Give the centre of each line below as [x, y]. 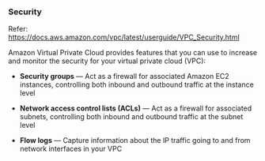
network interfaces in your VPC [71, 149]
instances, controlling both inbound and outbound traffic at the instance [137, 84]
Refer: [18, 29]
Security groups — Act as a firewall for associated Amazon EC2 [124, 77]
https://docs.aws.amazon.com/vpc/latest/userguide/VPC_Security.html [124, 37]
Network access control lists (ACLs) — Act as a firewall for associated [136, 108]
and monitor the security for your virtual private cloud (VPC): [107, 61]
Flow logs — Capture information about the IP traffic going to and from [135, 140]
